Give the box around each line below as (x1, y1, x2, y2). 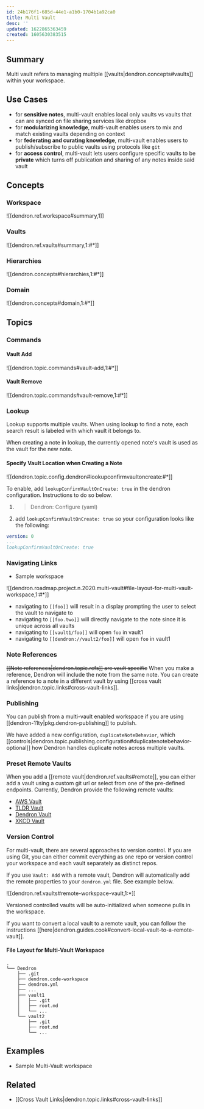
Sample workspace (15, 572, 64, 580)
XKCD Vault (15, 818, 44, 825)
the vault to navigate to (15, 609, 73, 616)
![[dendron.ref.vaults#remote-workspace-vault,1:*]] (6, 890, 136, 897)
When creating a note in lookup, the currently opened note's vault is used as (6, 439, 198, 446)
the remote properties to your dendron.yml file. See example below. (6, 877, 174, 885)
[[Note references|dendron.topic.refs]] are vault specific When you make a (6, 664, 194, 671)
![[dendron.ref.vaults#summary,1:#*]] (6, 241, 99, 249)
